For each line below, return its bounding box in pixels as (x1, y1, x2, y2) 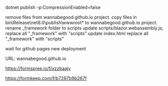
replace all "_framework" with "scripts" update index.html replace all (5, 31, 149, 36)
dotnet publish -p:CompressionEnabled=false (5, 5, 101, 10)
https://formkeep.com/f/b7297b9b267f (5, 75, 87, 81)
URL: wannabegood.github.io (5, 55, 67, 62)
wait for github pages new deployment (5, 46, 87, 51)
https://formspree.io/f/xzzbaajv (5, 66, 71, 71)
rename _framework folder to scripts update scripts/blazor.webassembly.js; (5, 25, 164, 31)
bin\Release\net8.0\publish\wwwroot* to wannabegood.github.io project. (5, 20, 158, 25)
